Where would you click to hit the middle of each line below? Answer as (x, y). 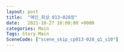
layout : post (22, 12)
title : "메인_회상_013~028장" (42, 17)
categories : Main (28, 28)
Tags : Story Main (28, 34)
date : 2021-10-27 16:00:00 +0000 (50, 23)
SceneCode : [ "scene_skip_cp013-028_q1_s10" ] (62, 39)
